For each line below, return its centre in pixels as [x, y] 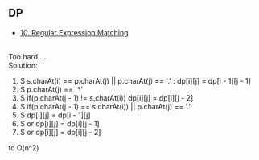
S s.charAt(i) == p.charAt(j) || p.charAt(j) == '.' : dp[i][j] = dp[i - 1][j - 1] [136, 80]
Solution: [23, 65]
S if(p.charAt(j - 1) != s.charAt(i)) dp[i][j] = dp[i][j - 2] [107, 98]
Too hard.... [27, 56]
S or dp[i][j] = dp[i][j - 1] [60, 123]
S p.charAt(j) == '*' [51, 89]
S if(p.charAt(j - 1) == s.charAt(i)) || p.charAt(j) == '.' [105, 106]
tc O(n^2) [24, 147]
